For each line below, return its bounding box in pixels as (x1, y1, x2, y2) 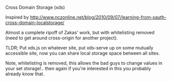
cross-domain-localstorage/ (5, 20, 65, 25)
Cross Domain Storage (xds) (5, 5, 65, 10)
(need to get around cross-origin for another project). (5, 35, 118, 41)
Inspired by (5, 14, 29, 20)
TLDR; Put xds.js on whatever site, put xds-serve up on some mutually (5, 45, 154, 50)
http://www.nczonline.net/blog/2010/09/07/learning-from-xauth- (30, 14, 167, 20)
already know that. (5, 71, 45, 77)
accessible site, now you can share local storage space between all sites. (5, 50, 160, 56)
